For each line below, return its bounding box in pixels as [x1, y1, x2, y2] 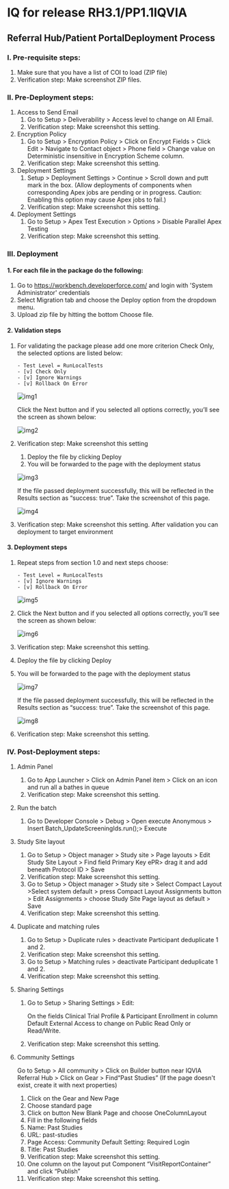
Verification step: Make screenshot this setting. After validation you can [16, 520, 219, 529]
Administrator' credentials [16, 289, 90, 297]
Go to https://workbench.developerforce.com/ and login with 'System [16, 281, 213, 289]
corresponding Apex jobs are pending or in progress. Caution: [27, 189, 202, 197]
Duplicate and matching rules [16, 922, 100, 930]
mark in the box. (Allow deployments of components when [27, 181, 192, 189]
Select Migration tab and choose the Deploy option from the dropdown [16, 296, 217, 304]
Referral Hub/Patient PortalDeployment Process [7, 32, 215, 44]
